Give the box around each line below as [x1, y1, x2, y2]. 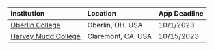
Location [87, 9, 117, 18]
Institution [10, 9, 45, 18]
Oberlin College [10, 21, 61, 29]
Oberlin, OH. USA [87, 21, 143, 29]
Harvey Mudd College [10, 32, 81, 40]
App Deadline [158, 9, 204, 18]
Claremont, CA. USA [87, 32, 152, 40]
